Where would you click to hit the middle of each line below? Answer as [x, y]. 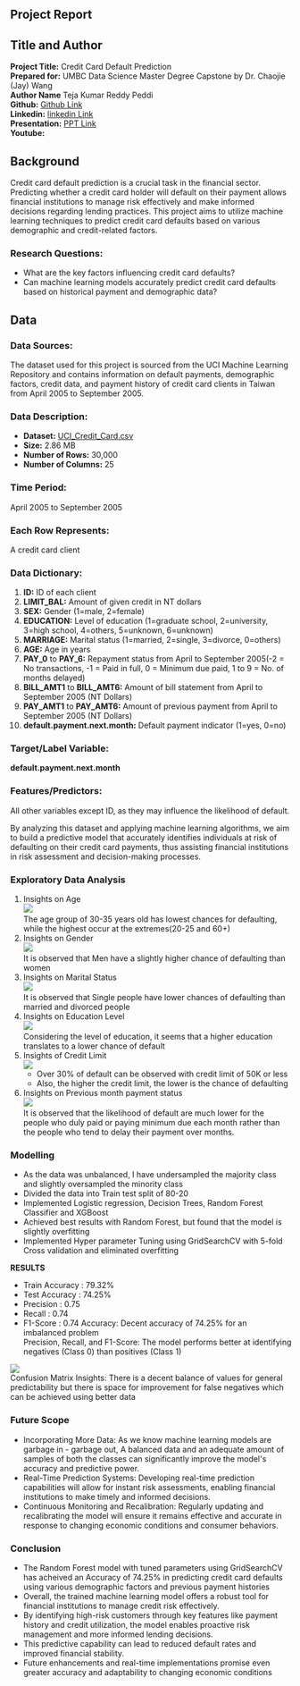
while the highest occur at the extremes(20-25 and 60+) [127, 929]
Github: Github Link [46, 105]
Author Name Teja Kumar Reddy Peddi [82, 95]
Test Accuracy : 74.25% [67, 1294]
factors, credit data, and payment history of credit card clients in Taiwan [143, 384]
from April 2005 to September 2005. [77, 393]
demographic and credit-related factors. [84, 231]
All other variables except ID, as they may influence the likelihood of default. [150, 810]
